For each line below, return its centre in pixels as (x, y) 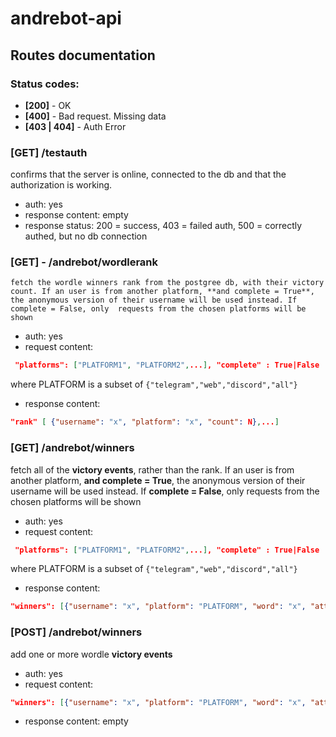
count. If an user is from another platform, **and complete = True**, (162, 292)
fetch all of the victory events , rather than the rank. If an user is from (152, 469)
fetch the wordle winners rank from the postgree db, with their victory (167, 283)
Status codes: (45, 84)
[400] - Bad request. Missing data (95, 116)
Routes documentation (83, 55)
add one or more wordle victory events (91, 654)
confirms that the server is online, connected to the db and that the (148, 174)
